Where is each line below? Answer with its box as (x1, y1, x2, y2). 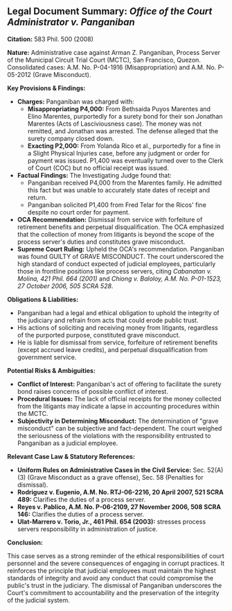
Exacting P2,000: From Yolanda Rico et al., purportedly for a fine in (27, 142, 221, 150)
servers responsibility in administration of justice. (17, 524, 158, 533)
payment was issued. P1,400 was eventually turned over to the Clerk (27, 156, 224, 165)
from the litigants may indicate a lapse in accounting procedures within (17, 402, 220, 410)
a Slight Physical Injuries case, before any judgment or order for (27, 149, 210, 157)
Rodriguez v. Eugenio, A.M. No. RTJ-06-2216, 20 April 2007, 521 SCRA (17, 487, 224, 496)
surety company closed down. (27, 134, 114, 142)
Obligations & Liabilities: (7, 295, 79, 303)
